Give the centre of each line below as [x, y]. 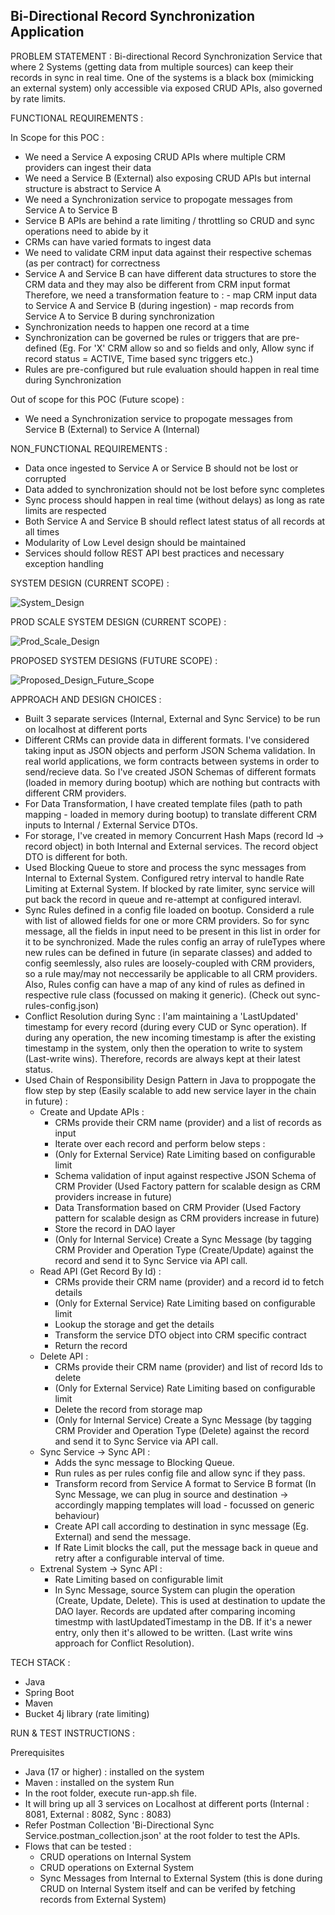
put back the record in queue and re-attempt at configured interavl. [163, 899]
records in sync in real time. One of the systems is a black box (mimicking [162, 77]
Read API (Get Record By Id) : [100, 1271]
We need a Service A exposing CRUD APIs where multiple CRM [155, 156]
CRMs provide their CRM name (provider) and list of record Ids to [188, 1366]
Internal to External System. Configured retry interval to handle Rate [164, 878]
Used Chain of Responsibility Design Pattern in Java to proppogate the [170, 1080]
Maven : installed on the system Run [99, 1782]
